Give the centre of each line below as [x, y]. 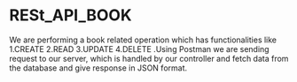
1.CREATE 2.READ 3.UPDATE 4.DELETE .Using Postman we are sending [139, 48]
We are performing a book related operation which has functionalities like [143, 40]
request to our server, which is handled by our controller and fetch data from [149, 58]
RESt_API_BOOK [70, 15]
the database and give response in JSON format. [98, 68]
